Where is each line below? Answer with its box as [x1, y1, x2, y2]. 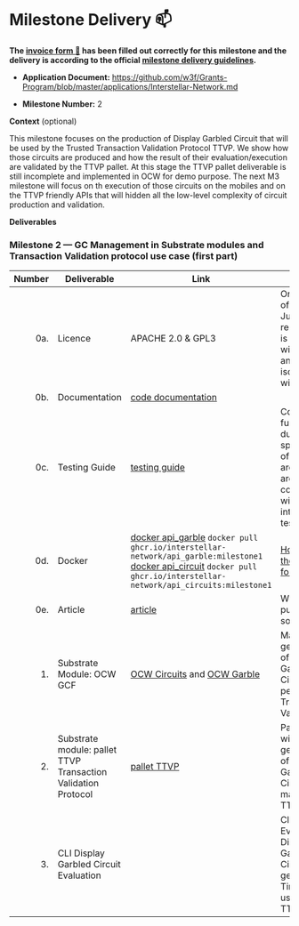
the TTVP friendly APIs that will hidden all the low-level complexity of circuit [9, 189, 287, 200]
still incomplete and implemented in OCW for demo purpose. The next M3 [9, 171, 280, 181]
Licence [57, 333, 92, 345]
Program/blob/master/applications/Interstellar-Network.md [21, 81, 238, 92]
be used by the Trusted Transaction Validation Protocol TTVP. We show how [9, 142, 289, 153]
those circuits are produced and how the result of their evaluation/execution [9, 151, 287, 163]
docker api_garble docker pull [130, 531, 258, 544]
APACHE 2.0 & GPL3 [130, 333, 216, 345]
